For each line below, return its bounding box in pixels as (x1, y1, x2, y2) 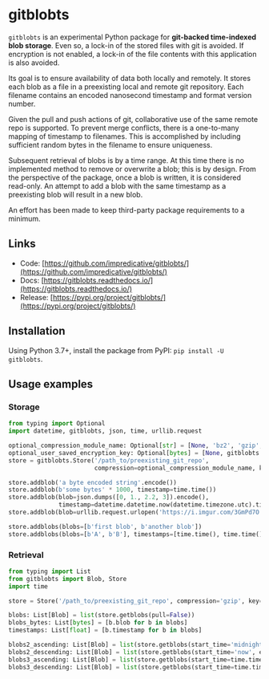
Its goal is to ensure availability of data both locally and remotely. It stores (8, 73, 251, 83)
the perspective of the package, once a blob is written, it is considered (8, 173, 242, 182)
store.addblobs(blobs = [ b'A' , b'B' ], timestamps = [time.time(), (8, 530, 220, 539)
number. (8, 99, 36, 108)
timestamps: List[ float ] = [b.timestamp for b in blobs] (8, 626, 203, 635)
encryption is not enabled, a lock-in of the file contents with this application (8, 49, 257, 59)
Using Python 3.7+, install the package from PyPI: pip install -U (8, 345, 224, 355)
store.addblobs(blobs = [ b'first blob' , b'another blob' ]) (8, 522, 203, 531)
